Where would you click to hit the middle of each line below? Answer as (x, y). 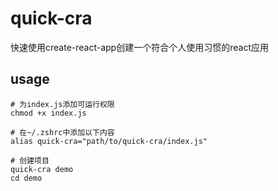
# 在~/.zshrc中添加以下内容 (62, 132)
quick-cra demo (42, 169)
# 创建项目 (30, 160)
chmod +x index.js (48, 113)
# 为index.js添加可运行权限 (62, 104)
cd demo (26, 178)
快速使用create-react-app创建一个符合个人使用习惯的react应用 (139, 47)
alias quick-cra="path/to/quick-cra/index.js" (109, 141)
